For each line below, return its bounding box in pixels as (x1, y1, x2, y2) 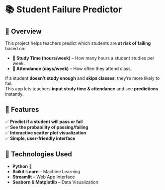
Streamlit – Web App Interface (12, 174, 76, 180)
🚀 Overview (5, 27, 42, 35)
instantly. (5, 91, 24, 97)
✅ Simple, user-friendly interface (5, 135, 76, 141)
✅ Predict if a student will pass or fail (5, 119, 83, 125)
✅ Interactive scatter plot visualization (5, 129, 86, 135)
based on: (5, 46, 26, 51)
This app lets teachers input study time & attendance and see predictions (5, 86, 159, 92)
